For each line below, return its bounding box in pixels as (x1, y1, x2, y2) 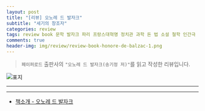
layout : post (6, 9, 40, 15)
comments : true (6, 37, 45, 43)
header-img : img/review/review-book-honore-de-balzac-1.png (6, 43, 163, 49)
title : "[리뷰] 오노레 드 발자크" (6, 15, 82, 21)
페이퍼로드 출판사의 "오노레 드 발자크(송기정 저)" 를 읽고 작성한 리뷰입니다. (21, 60, 190, 68)
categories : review (6, 26, 56, 32)
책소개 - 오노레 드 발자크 (15, 98, 73, 105)
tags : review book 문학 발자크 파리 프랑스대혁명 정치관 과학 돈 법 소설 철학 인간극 (6, 32, 196, 38)
